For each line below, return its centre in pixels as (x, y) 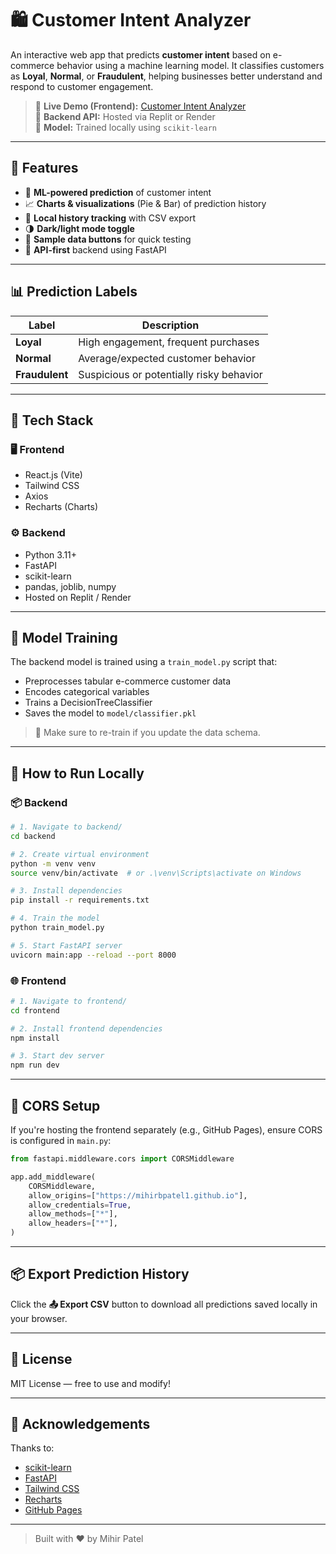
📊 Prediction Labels (74, 292)
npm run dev (35, 1065)
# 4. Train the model (55, 918)
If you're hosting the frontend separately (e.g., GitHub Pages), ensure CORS (166, 1130)
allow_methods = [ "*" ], (73, 1214)
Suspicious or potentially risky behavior (170, 374)
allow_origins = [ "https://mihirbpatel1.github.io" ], (138, 1195)
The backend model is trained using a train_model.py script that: (144, 662)
